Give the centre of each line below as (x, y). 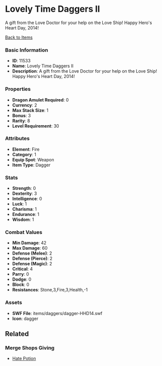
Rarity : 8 (21, 121)
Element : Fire (26, 149)
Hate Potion (24, 359)
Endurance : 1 (26, 214)
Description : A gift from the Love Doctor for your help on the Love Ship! (85, 71)
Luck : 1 (19, 204)
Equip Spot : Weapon (33, 159)
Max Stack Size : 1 (30, 110)
